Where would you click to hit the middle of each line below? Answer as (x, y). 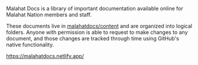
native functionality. (30, 45)
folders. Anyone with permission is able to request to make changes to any (97, 32)
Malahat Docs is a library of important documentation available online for (95, 8)
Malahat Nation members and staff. (49, 15)
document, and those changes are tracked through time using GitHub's (92, 38)
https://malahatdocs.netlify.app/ (45, 56)
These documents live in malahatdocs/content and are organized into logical (99, 26)
